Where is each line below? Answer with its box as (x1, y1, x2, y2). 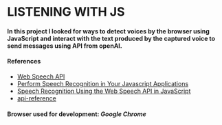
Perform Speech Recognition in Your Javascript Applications (16, 79, 189, 87)
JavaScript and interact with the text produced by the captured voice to (7, 34, 215, 42)
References (7, 57, 41, 66)
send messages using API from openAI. (7, 42, 122, 50)
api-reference (16, 94, 56, 102)
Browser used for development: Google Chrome (7, 110, 146, 118)
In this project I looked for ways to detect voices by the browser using (7, 27, 210, 35)
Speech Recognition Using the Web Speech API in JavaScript (16, 87, 191, 95)
